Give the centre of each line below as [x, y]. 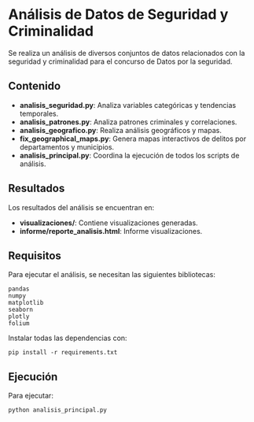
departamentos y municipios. [67, 146]
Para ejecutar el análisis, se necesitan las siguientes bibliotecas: [112, 275]
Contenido [35, 86]
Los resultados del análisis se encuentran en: [81, 207]
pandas [19, 289]
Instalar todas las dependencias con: [68, 338]
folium [19, 324]
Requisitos [35, 255]
